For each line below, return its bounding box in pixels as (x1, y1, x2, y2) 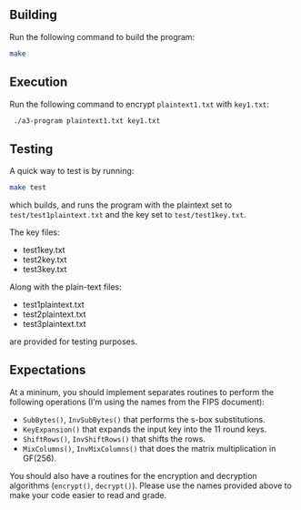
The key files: (9, 227, 61, 238)
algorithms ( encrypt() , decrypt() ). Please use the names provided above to (9, 480, 293, 491)
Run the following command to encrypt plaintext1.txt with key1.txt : (9, 98, 270, 109)
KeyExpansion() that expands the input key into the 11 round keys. (22, 423, 267, 434)
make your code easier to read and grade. (9, 489, 167, 500)
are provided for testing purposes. (9, 336, 138, 347)
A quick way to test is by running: (9, 166, 135, 177)
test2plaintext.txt (22, 309, 86, 320)
